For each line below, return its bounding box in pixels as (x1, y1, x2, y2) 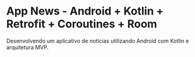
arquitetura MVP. (6, 44, 49, 51)
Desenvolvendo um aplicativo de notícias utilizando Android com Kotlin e (6, 37, 189, 44)
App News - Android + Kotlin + (6, 4, 164, 18)
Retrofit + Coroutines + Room (6, 17, 157, 31)
